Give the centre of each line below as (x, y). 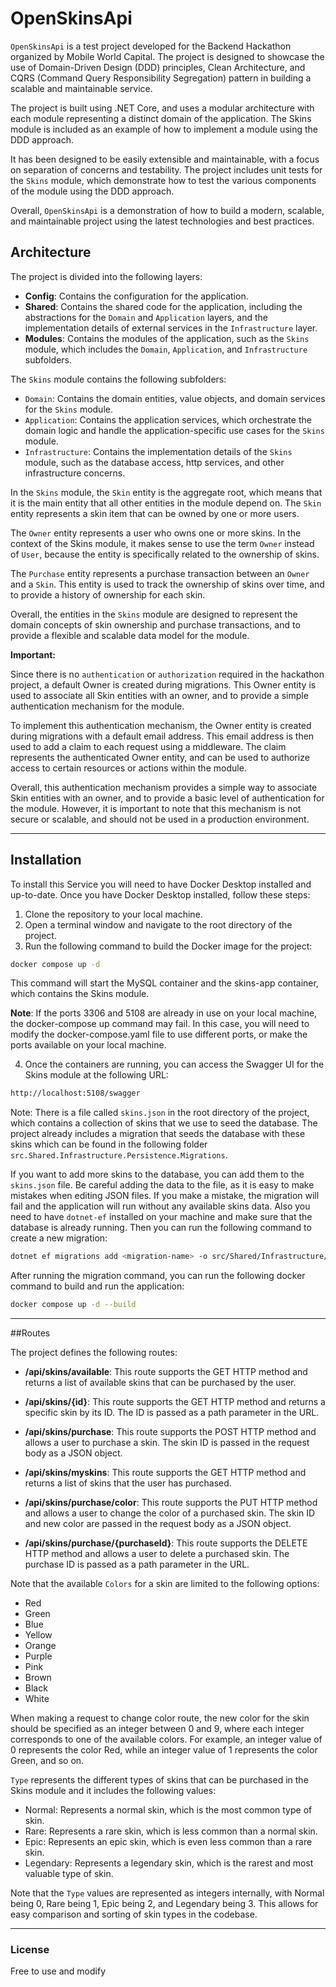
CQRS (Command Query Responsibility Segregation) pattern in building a (161, 78)
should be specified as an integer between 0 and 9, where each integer (157, 1729)
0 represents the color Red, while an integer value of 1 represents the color (164, 1750)
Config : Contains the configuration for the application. (136, 296)
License (30, 1949)
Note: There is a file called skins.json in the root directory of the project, (160, 1113)
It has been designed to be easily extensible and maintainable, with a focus (165, 159)
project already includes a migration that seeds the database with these (158, 1134)
